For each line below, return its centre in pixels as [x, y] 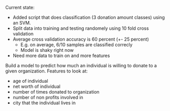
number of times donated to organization [56, 92]
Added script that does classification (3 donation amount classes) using [89, 17]
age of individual [30, 81]
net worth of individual [36, 86]
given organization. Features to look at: [46, 71]
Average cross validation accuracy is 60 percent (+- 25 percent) [81, 39]
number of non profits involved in [48, 97]
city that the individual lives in [44, 103]
